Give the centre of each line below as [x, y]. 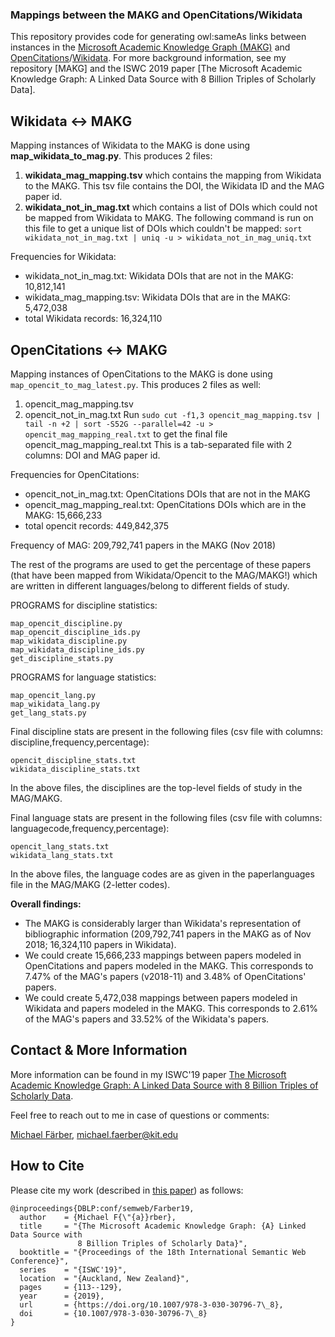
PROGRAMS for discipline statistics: [84, 605]
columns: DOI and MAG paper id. [92, 455]
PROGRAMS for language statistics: [83, 677]
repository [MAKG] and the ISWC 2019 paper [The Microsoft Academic [156, 69]
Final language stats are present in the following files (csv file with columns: [166, 817]
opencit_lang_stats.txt [60, 846]
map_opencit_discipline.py [66, 623]
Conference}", [40, 1261]
